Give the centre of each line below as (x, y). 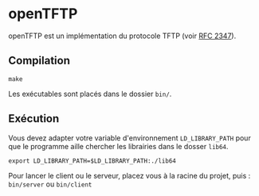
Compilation (39, 61)
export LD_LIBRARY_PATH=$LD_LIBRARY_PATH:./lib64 (92, 161)
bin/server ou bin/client (50, 184)
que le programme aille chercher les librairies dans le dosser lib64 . (118, 146)
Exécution (34, 119)
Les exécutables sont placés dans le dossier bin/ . (90, 94)
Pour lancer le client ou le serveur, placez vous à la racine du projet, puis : (129, 175)
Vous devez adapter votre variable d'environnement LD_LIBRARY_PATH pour (129, 138)
